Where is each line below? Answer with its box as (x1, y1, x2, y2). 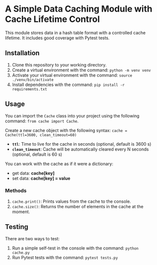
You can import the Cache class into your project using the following (5, 113, 140, 118)
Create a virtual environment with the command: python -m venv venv (12, 67, 151, 73)
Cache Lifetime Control (5, 14, 100, 25)
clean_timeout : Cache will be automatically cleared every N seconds (12, 146, 149, 152)
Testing (5, 223, 29, 231)
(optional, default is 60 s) (12, 151, 63, 157)
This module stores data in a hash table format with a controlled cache (5, 30, 146, 35)
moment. (12, 209, 30, 215)
